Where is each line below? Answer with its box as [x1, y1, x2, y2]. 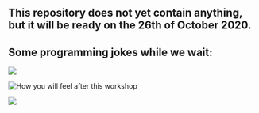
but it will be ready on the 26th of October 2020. [8, 19, 252, 32]
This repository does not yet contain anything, [8, 6, 243, 20]
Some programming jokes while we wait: [8, 45, 213, 58]
